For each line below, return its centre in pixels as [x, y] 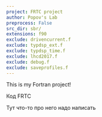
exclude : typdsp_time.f [36, 51]
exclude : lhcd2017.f [32, 56]
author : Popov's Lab [32, 17]
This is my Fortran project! [39, 85]
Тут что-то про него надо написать [51, 108]
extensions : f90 [26, 34]
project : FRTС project [34, 12]
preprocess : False [29, 23]
